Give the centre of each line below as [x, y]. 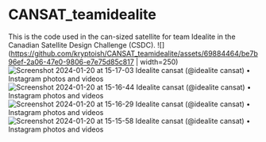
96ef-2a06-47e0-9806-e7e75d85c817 [71, 62]
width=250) [159, 62]
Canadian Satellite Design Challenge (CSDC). [82, 44]
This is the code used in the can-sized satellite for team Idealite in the [122, 36]
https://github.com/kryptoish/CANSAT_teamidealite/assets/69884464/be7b [134, 53]
